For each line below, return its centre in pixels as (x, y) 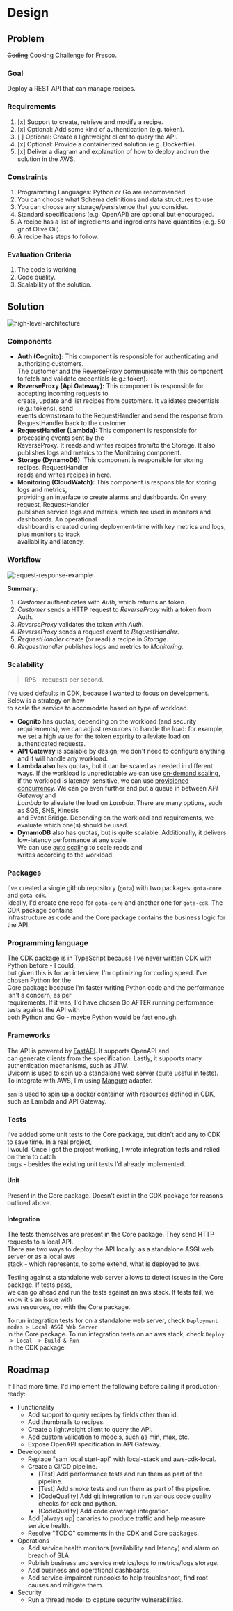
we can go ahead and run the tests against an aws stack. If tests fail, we (111, 1292)
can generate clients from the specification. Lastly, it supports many (105, 1058)
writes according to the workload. (65, 855)
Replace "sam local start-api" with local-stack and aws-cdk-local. (122, 1459)
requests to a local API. (40, 1242)
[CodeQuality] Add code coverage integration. (104, 1511)
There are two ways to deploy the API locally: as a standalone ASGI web (110, 1249)
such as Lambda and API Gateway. (57, 1101)
